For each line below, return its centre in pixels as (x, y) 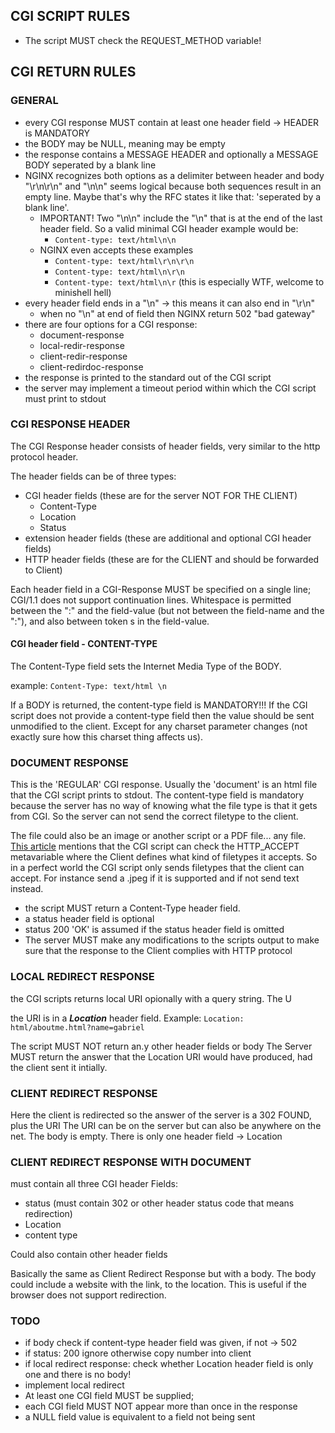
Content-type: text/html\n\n (115, 240)
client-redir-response (83, 356)
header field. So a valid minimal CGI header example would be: (169, 228)
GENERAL (34, 101)
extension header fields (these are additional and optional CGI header (168, 538)
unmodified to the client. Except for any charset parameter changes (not (159, 726)
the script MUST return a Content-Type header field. (132, 908)
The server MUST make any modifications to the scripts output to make (172, 940)
